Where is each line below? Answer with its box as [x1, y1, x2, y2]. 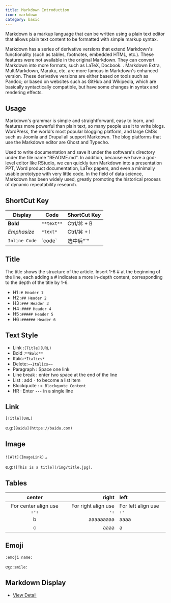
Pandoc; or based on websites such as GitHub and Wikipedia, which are [5, 78, 157, 84]
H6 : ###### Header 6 [12, 316, 56, 322]
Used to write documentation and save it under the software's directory [5, 149, 155, 155]
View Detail [12, 592, 37, 598]
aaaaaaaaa [89, 516, 115, 523]
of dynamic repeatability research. [5, 182, 77, 188]
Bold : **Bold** [12, 350, 43, 356]
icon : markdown [5, 12, 38, 17]
